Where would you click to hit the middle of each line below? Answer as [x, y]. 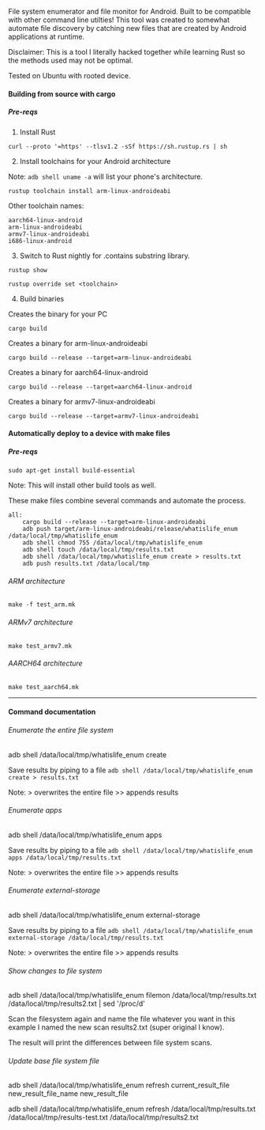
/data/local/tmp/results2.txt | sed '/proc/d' [77, 1003]
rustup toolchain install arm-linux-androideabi [90, 191]
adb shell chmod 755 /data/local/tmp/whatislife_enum [112, 543]
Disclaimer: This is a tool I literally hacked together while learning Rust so [127, 52]
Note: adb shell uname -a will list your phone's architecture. [106, 176]
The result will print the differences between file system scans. [110, 1043]
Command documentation [52, 712]
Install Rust [37, 132]
